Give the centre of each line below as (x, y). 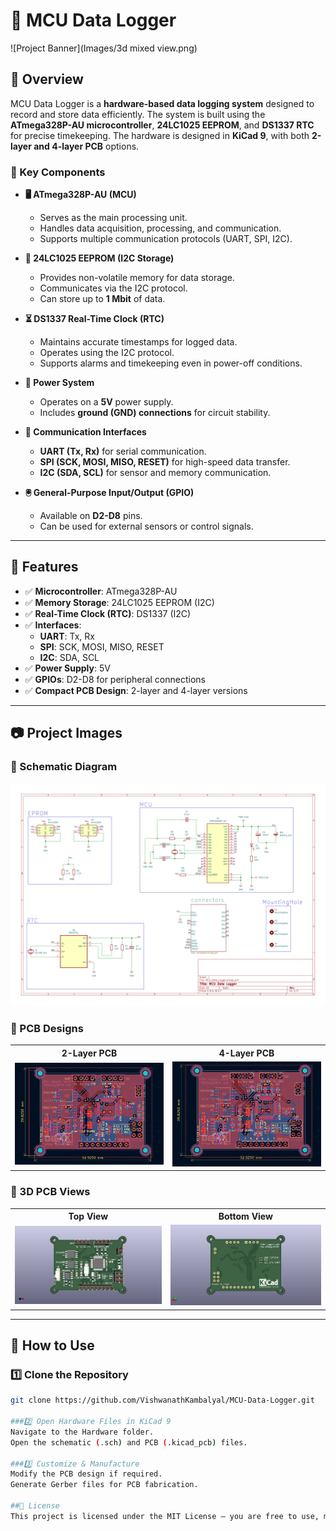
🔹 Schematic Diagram (64, 767)
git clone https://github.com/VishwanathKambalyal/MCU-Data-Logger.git (162, 1400)
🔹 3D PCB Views (50, 1192)
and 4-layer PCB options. (86, 146)
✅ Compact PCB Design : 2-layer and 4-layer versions (136, 690)
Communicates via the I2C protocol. (113, 288)
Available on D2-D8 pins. (91, 516)
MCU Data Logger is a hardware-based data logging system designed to (162, 103)
